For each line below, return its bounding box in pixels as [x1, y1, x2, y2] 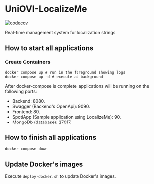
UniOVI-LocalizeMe [5, 3, 87, 15]
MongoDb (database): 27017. [12, 119, 72, 125]
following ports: [5, 88, 37, 94]
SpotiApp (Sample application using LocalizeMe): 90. [12, 114, 121, 120]
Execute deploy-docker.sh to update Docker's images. [5, 173, 116, 179]
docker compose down [5, 146, 48, 152]
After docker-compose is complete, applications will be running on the [5, 83, 149, 89]
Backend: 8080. [12, 98, 45, 104]
